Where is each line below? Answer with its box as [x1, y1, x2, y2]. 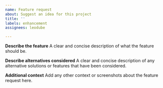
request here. [5, 78, 33, 84]
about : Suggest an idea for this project [5, 12, 92, 17]
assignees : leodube [5, 25, 45, 30]
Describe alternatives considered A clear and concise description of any [5, 58, 155, 64]
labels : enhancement [5, 21, 48, 26]
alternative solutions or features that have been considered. [5, 63, 127, 69]
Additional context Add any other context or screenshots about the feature [5, 72, 159, 78]
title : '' [5, 16, 26, 21]
